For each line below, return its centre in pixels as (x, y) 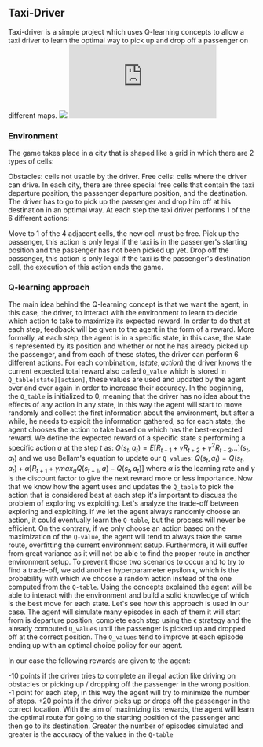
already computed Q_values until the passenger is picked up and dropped (127, 629)
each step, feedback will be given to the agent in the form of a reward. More (131, 329)
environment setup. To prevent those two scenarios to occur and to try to (126, 562)
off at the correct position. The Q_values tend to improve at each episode (126, 637)
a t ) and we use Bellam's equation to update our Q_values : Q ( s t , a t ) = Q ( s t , (126, 459)
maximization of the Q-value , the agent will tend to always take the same (125, 537)
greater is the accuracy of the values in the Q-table (91, 734)
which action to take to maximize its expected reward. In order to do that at (129, 321)
